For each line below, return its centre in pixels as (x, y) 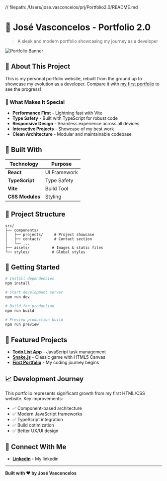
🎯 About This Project (38, 67)
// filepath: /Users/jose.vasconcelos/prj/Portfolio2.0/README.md (72, 7)
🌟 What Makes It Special (35, 102)
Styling (53, 197)
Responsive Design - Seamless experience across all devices (76, 124)
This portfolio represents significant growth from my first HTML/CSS (75, 393)
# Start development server (34, 292)
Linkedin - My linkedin (35, 459)
